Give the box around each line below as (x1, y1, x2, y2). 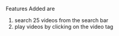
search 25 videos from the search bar (14, 17, 109, 23)
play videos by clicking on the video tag (14, 23, 114, 30)
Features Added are (5, 5, 55, 12)
